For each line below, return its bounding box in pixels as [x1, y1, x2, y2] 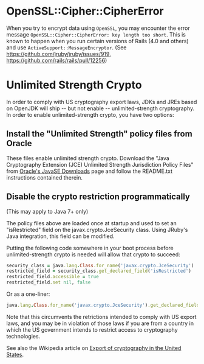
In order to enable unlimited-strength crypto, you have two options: [6, 111, 174, 118]
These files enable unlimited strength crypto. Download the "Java [6, 154, 170, 162]
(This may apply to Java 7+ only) [6, 208, 89, 215]
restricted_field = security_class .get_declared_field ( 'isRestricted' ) [6, 268, 191, 275]
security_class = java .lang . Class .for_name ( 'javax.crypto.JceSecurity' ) [6, 262, 194, 268]
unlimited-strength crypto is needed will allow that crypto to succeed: [6, 251, 180, 258]
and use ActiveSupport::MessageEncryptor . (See [6, 44, 127, 51]
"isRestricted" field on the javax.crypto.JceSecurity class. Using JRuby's [6, 226, 188, 233]
